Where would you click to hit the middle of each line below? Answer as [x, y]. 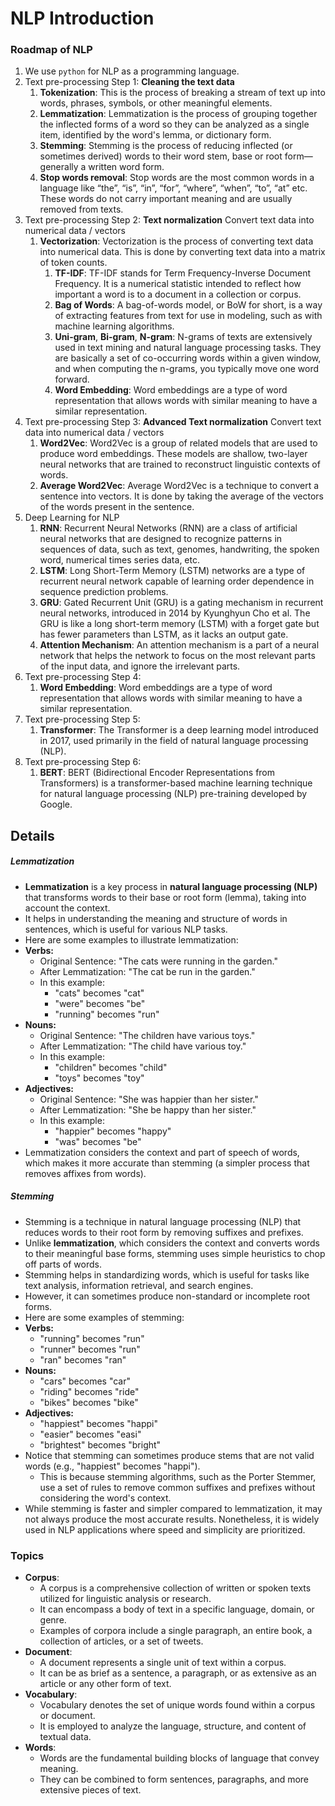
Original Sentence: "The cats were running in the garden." [158, 961]
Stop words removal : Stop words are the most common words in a [177, 178]
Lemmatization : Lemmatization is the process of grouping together [178, 114]
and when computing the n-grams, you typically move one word [187, 369]
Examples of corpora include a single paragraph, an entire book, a [176, 1631]
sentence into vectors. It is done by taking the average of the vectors [181, 496]
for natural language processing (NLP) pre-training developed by [173, 794]
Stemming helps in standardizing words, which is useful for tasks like [167, 1274]
